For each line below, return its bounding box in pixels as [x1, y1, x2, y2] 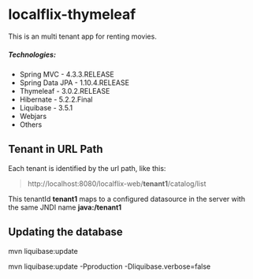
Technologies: [8, 50, 57, 59]
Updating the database [8, 225, 124, 239]
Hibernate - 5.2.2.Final [19, 95, 93, 104]
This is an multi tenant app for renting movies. [8, 32, 158, 41]
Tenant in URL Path [8, 143, 103, 156]
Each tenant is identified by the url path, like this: [8, 163, 166, 173]
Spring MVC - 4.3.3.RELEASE [19, 69, 114, 79]
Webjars [19, 111, 47, 121]
